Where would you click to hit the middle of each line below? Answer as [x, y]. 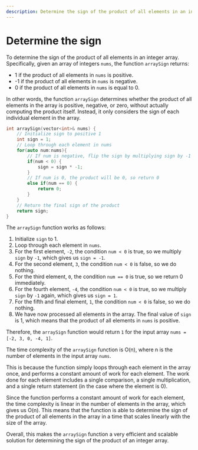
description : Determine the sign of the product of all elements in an [96, 12]
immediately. [30, 283]
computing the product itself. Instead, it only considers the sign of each [93, 111]
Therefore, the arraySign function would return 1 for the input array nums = [96, 332]
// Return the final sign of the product [68, 205]
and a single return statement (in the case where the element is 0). [87, 386]
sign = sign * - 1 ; [60, 167]
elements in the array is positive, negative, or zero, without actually [88, 105]
